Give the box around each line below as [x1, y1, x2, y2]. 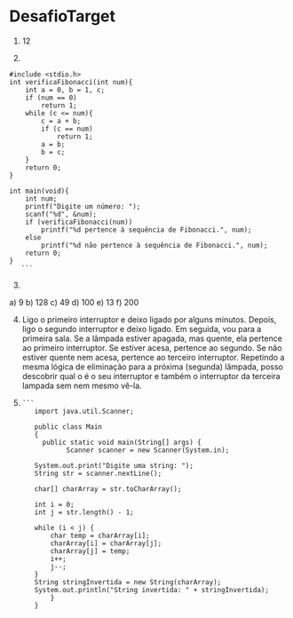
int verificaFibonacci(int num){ [9, 77, 133, 86]
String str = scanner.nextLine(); [34, 469, 162, 478]
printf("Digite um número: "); [25, 202, 141, 210]
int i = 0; [34, 500, 75, 509]
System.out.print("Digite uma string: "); [34, 461, 194, 470]
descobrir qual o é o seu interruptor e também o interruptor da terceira [21, 370, 281, 381]
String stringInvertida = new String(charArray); [34, 577, 222, 587]
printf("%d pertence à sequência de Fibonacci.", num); [41, 225, 252, 234]
